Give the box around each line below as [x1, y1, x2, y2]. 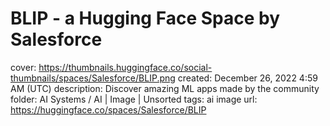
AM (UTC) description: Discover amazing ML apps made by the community [10, 82, 320, 94]
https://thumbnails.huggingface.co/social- [38, 61, 213, 73]
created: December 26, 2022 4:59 [177, 72, 318, 84]
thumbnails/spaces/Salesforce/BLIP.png [10, 72, 176, 84]
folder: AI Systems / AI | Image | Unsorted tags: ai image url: [10, 93, 258, 105]
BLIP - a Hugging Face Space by [10, 7, 280, 30]
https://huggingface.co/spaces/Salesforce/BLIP [10, 103, 207, 116]
